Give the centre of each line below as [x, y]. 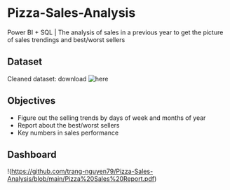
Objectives [32, 101]
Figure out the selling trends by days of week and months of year [111, 118]
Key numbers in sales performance [68, 133]
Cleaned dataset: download [47, 79]
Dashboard [32, 155]
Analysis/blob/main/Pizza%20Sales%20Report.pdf [81, 179]
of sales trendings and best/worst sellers [66, 39]
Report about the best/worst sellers [68, 125]
